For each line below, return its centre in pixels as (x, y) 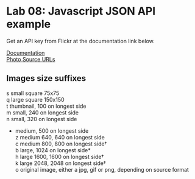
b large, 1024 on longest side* (53, 150)
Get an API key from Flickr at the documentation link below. (81, 41)
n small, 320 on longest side (42, 119)
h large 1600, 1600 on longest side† (59, 156)
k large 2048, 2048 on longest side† (61, 163)
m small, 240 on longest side (43, 112)
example (29, 24)
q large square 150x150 (36, 99)
